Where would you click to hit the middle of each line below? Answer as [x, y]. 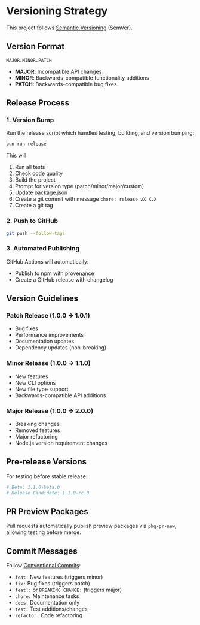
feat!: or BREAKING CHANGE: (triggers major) [68, 590]
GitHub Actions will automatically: [47, 261]
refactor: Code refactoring [48, 615]
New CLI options [35, 382]
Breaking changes [37, 424]
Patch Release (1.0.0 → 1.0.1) [48, 316]
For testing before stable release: [47, 476]
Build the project [35, 180]
